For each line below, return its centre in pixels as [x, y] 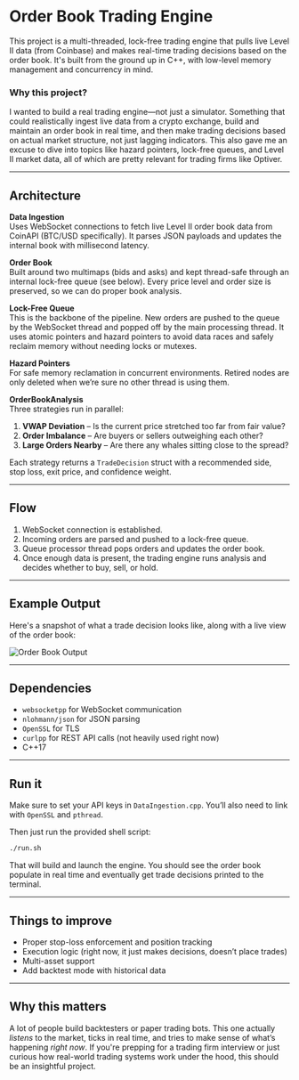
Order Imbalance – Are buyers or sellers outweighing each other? [143, 436]
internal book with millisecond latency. [79, 246]
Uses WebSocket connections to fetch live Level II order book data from [141, 227]
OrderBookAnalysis [46, 400]
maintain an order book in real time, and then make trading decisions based [148, 131]
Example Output [55, 604]
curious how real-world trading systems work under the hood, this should [144, 1056]
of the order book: [42, 635]
